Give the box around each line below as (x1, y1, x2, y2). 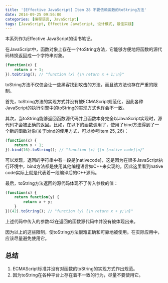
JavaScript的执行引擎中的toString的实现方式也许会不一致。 (5, 105, 127, 111)
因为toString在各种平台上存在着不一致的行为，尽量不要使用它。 (12, 271, 143, 278)
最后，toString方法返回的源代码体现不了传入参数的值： (5, 180, 119, 186)
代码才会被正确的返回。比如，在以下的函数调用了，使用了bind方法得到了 (5, 121, 155, 128)
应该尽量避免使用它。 (5, 235, 49, 241)
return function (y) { (14, 195, 59, 200)
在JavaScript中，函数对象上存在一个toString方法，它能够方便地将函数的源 (5, 46, 158, 53)
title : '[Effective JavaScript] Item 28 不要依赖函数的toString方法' (5, 7, 147, 13)
